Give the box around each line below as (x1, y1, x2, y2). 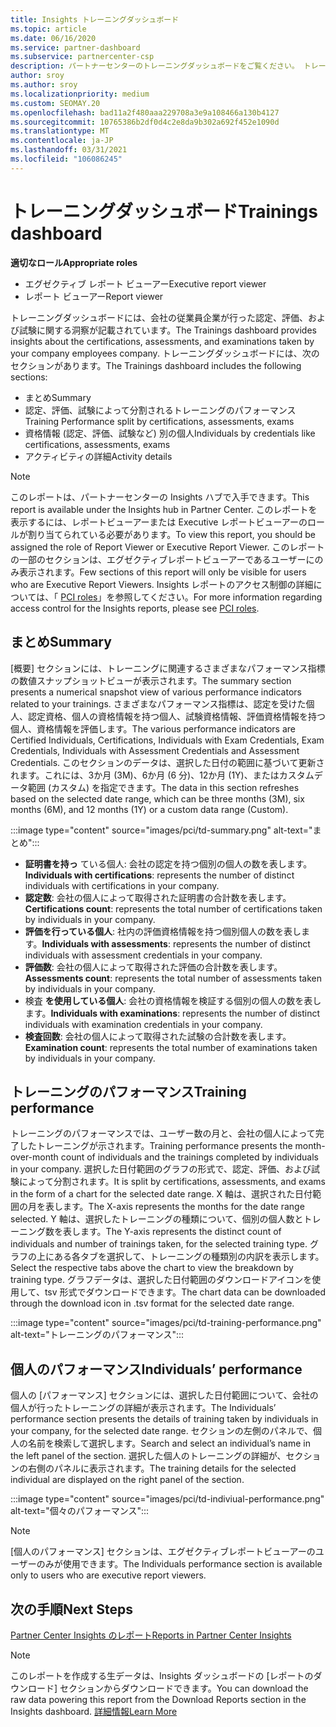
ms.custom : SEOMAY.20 (10, 98, 101, 108)
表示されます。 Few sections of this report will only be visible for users (18, 566, 307, 578)
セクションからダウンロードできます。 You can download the (59, 1682, 309, 1694)
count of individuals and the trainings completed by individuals (60, 1151, 319, 1163)
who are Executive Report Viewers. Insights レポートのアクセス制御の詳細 (10, 578, 314, 590)
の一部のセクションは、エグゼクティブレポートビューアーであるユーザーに (10, 553, 315, 565)
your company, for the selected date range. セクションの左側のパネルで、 (10, 1425, 314, 1437)
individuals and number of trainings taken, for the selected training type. (10, 1238, 308, 1250)
